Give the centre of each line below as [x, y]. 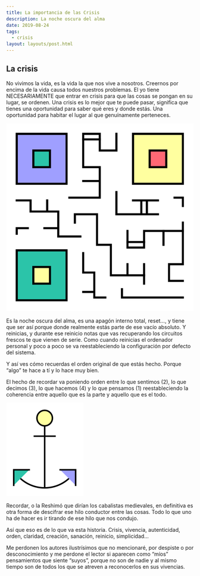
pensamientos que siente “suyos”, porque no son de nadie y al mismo [92, 560]
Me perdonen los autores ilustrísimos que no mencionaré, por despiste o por [100, 547]
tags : [13, 32]
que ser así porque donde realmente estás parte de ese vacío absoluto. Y [96, 327]
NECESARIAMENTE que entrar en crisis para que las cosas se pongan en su [99, 96]
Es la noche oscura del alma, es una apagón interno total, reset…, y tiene [95, 320]
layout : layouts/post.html [40, 44]
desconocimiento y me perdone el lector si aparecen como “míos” [87, 554]
